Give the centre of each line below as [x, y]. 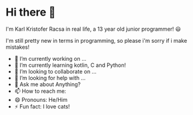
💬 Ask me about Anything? [47, 84]
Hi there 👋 [31, 12]
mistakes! [18, 47]
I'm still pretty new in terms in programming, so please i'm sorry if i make [97, 40]
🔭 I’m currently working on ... [50, 58]
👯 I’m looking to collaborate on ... [55, 71]
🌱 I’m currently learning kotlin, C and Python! [70, 65]
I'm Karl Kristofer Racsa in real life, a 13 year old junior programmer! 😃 [93, 29]
